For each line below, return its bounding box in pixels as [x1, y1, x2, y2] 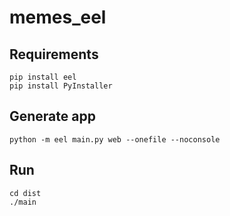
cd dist [9, 188, 42, 198]
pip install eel [9, 72, 77, 82]
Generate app [9, 108, 96, 125]
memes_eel [9, 6, 107, 29]
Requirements [9, 46, 99, 63]
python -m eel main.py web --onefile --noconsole [9, 134, 221, 145]
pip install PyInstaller [9, 81, 113, 91]
